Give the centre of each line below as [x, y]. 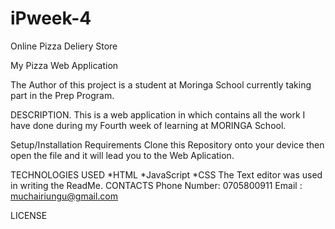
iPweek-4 [51, 18]
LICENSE [29, 215]
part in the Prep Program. [62, 95]
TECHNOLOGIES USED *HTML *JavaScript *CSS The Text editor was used [166, 174]
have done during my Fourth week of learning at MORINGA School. [148, 125]
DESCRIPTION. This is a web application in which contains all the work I [158, 114]
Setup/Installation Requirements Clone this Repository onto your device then [167, 144]
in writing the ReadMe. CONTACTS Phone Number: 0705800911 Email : [156, 185]
